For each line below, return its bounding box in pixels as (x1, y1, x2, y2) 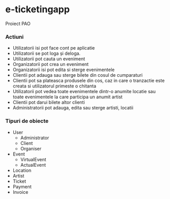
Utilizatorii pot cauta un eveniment (12, 56, 86, 62)
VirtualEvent (20, 156, 47, 162)
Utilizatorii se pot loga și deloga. (12, 50, 81, 57)
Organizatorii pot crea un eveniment (12, 61, 89, 68)
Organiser (20, 145, 42, 151)
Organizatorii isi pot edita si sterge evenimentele (12, 67, 115, 73)
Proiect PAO (5, 20, 31, 27)
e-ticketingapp (5, 4, 70, 15)
